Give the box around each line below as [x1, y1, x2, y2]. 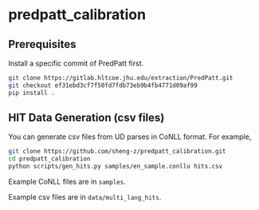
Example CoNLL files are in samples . [8, 177, 126, 187]
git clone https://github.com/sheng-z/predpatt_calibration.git [8, 148, 226, 156]
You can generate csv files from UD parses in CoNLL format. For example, [8, 132, 252, 141]
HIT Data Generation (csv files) [8, 111, 165, 125]
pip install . [8, 89, 56, 97]
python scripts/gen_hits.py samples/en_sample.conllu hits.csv [8, 162, 223, 171]
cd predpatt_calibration [8, 155, 91, 163]
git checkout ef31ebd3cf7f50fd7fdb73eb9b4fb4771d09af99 [8, 81, 198, 89]
